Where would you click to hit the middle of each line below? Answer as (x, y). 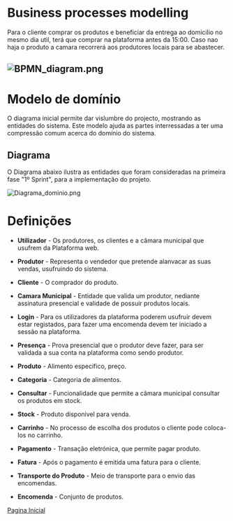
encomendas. (37, 483)
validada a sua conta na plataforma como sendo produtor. (100, 353)
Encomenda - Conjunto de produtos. (70, 497)
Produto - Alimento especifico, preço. (72, 366)
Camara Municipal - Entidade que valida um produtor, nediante (108, 296)
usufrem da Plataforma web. (58, 248)
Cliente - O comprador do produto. (68, 282)
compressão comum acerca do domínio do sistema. (82, 133)
